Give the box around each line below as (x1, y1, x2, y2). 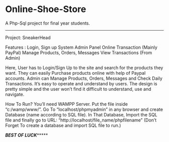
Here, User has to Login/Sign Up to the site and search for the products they (5, 64, 163, 71)
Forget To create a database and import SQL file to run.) (5, 122, 121, 128)
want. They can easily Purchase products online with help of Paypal (5, 70, 146, 76)
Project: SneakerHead (5, 34, 51, 41)
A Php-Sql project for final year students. (5, 20, 91, 26)
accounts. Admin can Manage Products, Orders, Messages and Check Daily (5, 75, 162, 81)
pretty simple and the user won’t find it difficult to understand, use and (5, 86, 152, 92)
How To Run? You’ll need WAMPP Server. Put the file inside (5, 101, 128, 107)
